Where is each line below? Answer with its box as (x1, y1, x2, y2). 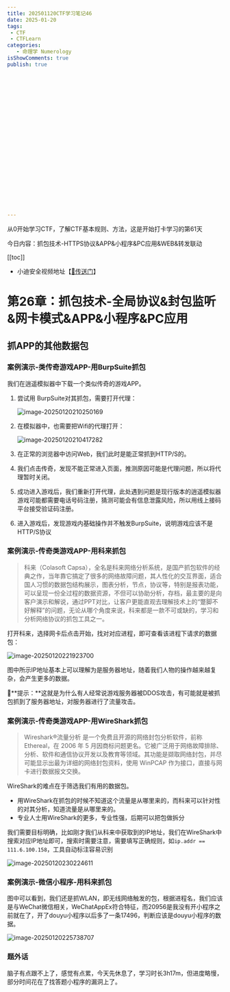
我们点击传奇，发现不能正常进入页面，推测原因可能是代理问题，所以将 (16, 464, 216, 472)
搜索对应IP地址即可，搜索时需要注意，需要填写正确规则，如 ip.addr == (7, 837, 205, 845)
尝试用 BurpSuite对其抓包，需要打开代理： (16, 394, 137, 402)
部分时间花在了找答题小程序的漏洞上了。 (7, 978, 121, 986)
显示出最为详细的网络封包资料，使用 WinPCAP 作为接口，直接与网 (36, 759, 222, 767)
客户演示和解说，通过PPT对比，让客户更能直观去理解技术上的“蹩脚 (23, 597, 212, 605)
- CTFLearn (10, 36, 41, 43)
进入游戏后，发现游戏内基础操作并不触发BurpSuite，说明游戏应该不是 (16, 519, 214, 527)
